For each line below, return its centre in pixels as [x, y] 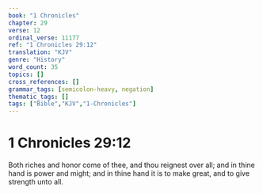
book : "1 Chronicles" [44, 15]
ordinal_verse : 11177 [44, 38]
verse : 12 [25, 30]
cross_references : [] [44, 82]
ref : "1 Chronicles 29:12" [53, 45]
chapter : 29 [28, 23]
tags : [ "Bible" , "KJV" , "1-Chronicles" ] [72, 104]
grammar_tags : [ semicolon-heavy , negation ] [81, 89]
